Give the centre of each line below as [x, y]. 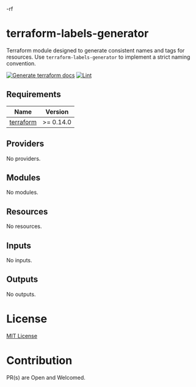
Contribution [39, 360]
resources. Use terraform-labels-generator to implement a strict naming [98, 57]
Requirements [34, 94]
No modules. [22, 193]
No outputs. [21, 294]
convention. [21, 63]
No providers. [24, 158]
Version [57, 111]
